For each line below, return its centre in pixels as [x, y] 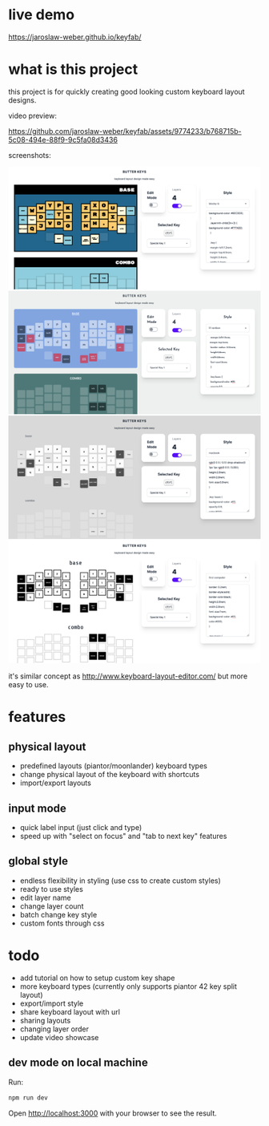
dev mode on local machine [78, 1063]
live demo [41, 15]
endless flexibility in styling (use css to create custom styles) [120, 881]
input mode [37, 808]
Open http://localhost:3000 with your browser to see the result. [113, 1113]
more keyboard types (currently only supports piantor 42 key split [128, 986]
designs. [22, 100]
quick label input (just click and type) [81, 828]
